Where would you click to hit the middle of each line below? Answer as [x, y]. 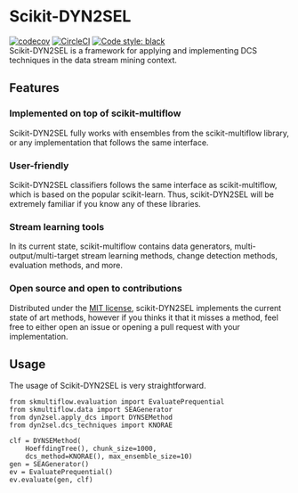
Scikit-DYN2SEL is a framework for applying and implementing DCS [133, 50]
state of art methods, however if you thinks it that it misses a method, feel [144, 317]
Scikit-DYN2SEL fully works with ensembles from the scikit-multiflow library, [149, 133]
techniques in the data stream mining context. [93, 60]
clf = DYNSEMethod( [45, 441]
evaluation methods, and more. [66, 266]
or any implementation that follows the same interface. [109, 142]
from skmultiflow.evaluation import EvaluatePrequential [117, 402]
